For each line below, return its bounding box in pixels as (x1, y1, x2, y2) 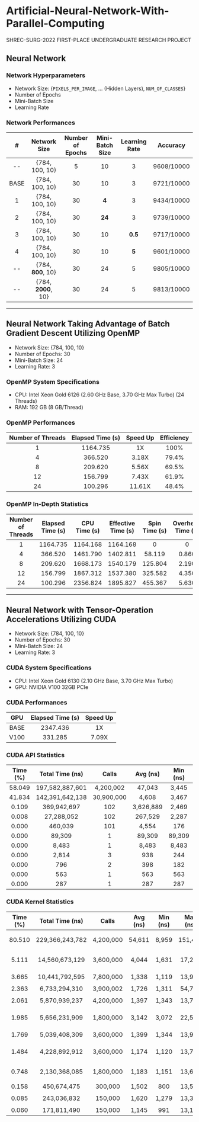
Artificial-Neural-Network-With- (6, 4, 169, 18)
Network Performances (6, 118, 75, 127)
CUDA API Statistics (6, 751, 65, 759)
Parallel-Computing (6, 17, 105, 30)
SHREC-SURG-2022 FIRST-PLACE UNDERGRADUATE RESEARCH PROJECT (6, 36, 191, 43)
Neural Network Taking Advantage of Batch (6, 319, 170, 329)
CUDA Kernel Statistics (6, 897, 74, 906)
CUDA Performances (6, 698, 68, 706)
